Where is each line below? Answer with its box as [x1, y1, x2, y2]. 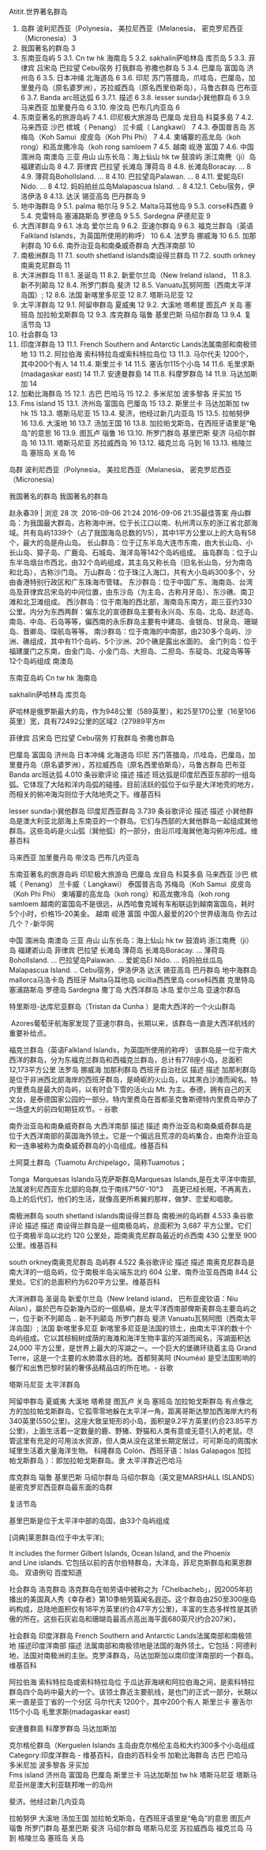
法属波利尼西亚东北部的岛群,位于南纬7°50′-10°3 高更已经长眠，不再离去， [9, 1184, 256, 1194]
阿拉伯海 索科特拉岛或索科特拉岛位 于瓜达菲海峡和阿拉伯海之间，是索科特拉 [9, 1677, 255, 1687]
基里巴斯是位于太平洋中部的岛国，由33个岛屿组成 [9, 1516, 170, 1525]
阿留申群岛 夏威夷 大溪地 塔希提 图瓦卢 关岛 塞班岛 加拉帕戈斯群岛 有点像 [9, 1397, 246, 1405]
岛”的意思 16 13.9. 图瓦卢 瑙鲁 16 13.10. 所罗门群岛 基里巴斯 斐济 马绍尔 [20, 429, 249, 437]
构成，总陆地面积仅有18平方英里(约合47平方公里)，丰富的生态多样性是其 [15, 1604, 251, 1613]
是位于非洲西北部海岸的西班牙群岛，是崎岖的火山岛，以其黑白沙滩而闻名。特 [9, 1075, 258, 1084]
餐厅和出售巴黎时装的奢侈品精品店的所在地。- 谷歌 [9, 1363, 174, 1372]
